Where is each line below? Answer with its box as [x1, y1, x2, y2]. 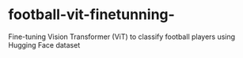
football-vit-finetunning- [8, 6, 176, 24]
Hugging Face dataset [8, 40, 81, 49]
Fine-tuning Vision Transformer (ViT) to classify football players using [8, 32, 236, 41]
